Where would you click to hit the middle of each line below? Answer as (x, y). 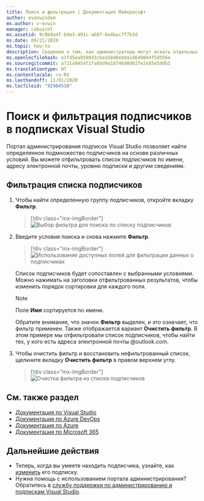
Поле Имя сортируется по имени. (60, 310)
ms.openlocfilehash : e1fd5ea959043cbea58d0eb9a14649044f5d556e (89, 58)
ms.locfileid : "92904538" (39, 86)
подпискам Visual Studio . (48, 492)
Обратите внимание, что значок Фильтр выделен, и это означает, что (106, 322)
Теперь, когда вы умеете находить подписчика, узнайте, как (95, 465)
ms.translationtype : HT (37, 69)
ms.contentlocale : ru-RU (38, 75)
